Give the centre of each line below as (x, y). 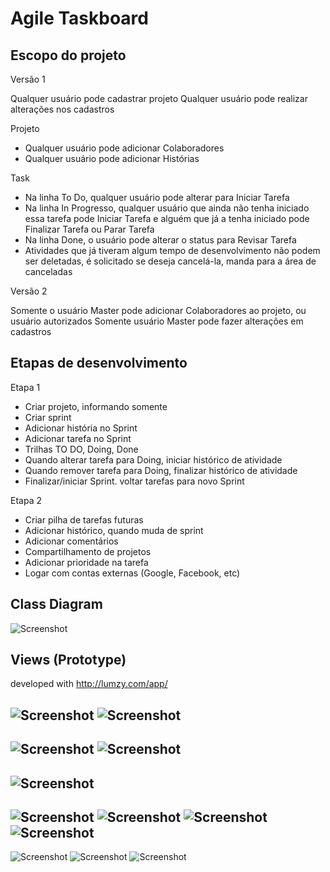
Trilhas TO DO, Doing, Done (81, 449)
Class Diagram (56, 604)
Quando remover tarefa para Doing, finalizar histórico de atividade (161, 470)
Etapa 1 (25, 387)
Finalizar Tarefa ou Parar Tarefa (89, 229)
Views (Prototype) (68, 660)
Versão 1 (28, 79)
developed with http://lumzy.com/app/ (89, 684)
